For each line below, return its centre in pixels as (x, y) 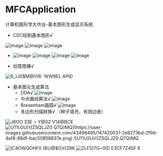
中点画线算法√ (35, 99)
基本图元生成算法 (31, 87)
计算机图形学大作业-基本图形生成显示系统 (49, 24)
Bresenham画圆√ (38, 105)
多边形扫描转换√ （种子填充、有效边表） (63, 111)
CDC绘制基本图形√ (33, 35)
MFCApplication (41, 9)
